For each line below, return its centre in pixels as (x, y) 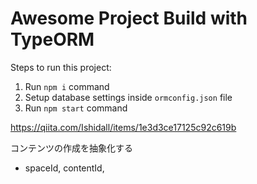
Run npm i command (67, 86)
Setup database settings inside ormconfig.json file (128, 97)
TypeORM (52, 39)
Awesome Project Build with (129, 18)
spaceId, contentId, (64, 168)
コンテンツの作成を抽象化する (71, 148)
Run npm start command (76, 108)
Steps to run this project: (61, 67)
